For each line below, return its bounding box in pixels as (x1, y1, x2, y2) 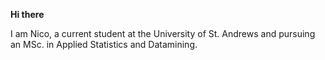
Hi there (10, 9, 45, 20)
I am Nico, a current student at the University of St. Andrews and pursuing (10, 28, 316, 39)
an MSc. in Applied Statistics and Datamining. (10, 39, 198, 50)
